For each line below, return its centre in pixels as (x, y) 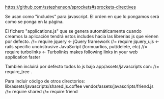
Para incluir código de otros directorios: (45, 81)
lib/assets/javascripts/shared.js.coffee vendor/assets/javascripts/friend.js (79, 86)
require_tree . (18, 72)
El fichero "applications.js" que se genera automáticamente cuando (73, 31)
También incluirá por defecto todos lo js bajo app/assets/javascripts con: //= (82, 66)
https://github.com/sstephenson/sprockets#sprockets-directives (70, 7)
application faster (23, 57)
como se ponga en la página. (34, 22)
